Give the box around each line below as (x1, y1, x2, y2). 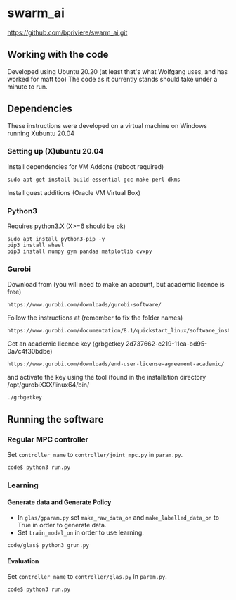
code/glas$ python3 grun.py (7, 542, 90, 549)
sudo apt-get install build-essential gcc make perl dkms (7, 176, 181, 183)
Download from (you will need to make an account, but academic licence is (7, 280, 225, 289)
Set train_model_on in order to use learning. (17, 528, 144, 537)
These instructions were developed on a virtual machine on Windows (7, 121, 207, 130)
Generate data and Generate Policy (7, 498, 112, 506)
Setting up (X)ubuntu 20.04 (7, 146, 104, 156)
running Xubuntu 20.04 (7, 129, 75, 137)
